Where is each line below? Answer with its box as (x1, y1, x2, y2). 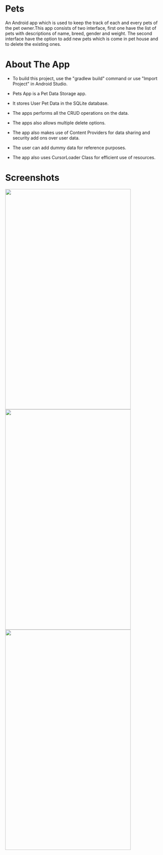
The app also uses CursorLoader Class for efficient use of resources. (12, 154, 156, 160)
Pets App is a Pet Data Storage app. (12, 90, 87, 96)
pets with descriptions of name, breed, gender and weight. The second (5, 30, 152, 36)
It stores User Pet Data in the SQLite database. (12, 100, 109, 106)
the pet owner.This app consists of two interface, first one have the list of (5, 25, 156, 31)
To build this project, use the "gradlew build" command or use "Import (12, 75, 158, 81)
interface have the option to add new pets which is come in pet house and (5, 36, 158, 42)
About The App (5, 59, 70, 70)
